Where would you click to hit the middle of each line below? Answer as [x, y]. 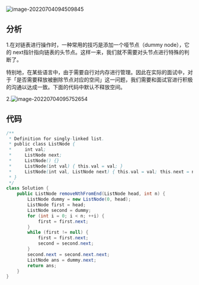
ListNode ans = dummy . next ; [62, 260]
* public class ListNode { [42, 144]
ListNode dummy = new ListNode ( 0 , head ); [79, 199]
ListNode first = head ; [57, 205]
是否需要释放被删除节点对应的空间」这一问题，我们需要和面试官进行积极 [105, 80]
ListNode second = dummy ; [60, 210]
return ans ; [42, 265]
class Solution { [28, 188]
